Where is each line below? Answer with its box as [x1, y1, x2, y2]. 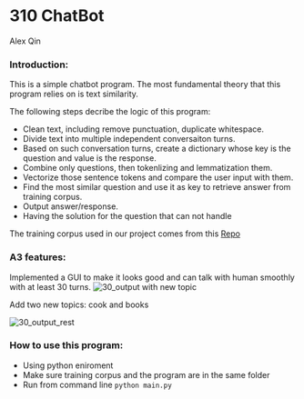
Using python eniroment [22, 360, 114, 371]
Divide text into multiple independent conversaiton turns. [22, 134, 236, 145]
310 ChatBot [9, 5, 105, 26]
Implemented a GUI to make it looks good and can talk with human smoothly [9, 272, 296, 283]
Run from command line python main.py [22, 379, 173, 390]
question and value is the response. [22, 153, 157, 164]
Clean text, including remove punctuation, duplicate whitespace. [22, 124, 264, 135]
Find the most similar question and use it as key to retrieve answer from [22, 182, 291, 193]
